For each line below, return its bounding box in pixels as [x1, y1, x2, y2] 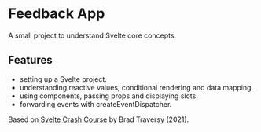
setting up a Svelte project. [19, 74, 108, 83]
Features [8, 53, 53, 67]
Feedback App [8, 5, 105, 23]
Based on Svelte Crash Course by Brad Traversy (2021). [8, 115, 189, 124]
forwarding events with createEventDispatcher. [19, 99, 172, 108]
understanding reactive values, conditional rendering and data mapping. [19, 82, 254, 92]
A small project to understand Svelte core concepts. [8, 31, 177, 40]
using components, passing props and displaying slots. [19, 91, 198, 101]
